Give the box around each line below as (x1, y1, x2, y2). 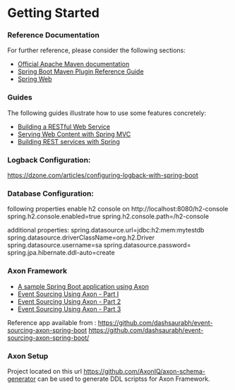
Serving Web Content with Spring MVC (17, 129, 131, 138)
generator (7, 374, 37, 383)
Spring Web (17, 75, 52, 83)
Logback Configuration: (7, 155, 91, 165)
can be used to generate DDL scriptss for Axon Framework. (37, 374, 210, 383)
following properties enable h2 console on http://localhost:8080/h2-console (7, 205, 229, 213)
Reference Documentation (7, 30, 100, 40)
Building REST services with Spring (17, 137, 120, 146)
